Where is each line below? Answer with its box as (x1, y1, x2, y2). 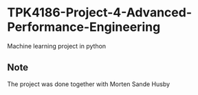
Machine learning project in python (7, 42, 107, 50)
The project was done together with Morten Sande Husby (7, 80, 170, 88)
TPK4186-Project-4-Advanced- (7, 5, 192, 21)
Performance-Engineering (7, 19, 161, 35)
